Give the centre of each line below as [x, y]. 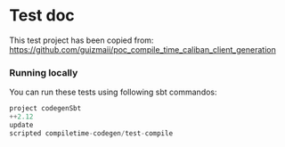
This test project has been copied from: [81, 40]
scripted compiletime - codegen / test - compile [91, 133]
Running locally [44, 72]
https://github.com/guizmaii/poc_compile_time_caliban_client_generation [142, 49]
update [21, 125]
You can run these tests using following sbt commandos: [113, 92]
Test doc [42, 16]
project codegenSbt [45, 109]
